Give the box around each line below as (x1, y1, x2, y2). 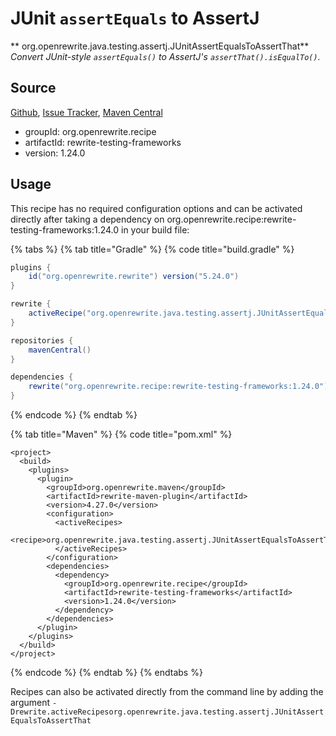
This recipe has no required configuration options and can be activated (10, 202, 303, 214)
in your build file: (121, 223, 190, 236)
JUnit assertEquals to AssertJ (10, 7, 260, 30)
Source (10, 80, 57, 97)
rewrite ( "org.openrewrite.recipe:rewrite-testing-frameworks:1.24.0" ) (28, 382, 329, 392)
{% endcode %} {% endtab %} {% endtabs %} (10, 667, 203, 679)
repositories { (10, 335, 74, 346)
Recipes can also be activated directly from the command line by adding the (10, 686, 324, 698)
